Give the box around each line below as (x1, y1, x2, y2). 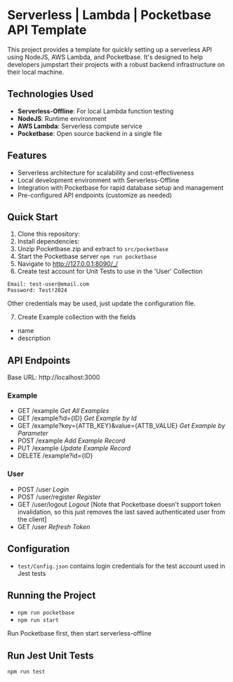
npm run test (7, 669, 46, 676)
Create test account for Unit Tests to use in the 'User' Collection (17, 267, 203, 276)
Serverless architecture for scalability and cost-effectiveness (17, 168, 194, 177)
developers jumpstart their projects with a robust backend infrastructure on (7, 60, 225, 68)
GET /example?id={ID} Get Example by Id (17, 414, 137, 422)
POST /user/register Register (17, 493, 101, 501)
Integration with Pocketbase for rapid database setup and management (17, 183, 224, 191)
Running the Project (7, 589, 96, 601)
